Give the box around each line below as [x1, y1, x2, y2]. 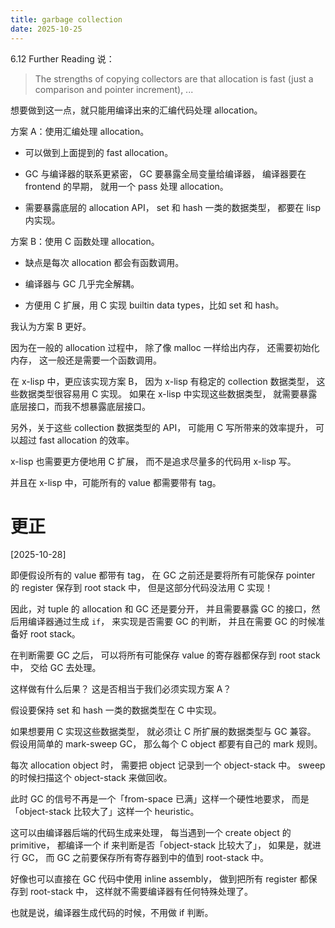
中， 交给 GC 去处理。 [10, 662, 102, 674]
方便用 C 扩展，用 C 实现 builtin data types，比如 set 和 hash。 [24, 299, 285, 311]
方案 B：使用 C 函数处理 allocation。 [10, 235, 160, 247]
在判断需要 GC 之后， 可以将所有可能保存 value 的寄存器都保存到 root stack [10, 649, 321, 661]
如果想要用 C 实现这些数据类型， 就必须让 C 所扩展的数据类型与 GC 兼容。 [10, 726, 317, 738]
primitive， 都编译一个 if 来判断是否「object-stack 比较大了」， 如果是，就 [10, 839, 313, 851]
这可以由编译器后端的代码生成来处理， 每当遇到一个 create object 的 [10, 827, 292, 839]
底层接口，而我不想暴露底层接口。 [10, 400, 151, 412]
